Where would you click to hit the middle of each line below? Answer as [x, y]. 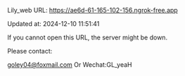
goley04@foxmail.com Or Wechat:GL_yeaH [70, 65]
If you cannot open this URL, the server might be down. [87, 37]
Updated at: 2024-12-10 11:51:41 [53, 24]
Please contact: [30, 51]
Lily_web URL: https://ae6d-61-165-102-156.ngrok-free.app [92, 10]
